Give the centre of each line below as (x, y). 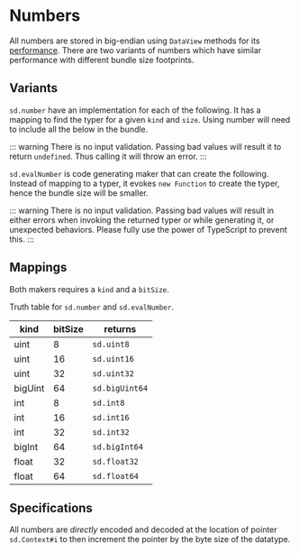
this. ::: (22, 239)
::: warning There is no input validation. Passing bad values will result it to (145, 146)
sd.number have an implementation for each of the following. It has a (135, 110)
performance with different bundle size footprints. (102, 60)
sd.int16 (111, 417)
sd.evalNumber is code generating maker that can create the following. (139, 173)
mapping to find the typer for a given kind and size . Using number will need (150, 119)
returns (120, 328)
